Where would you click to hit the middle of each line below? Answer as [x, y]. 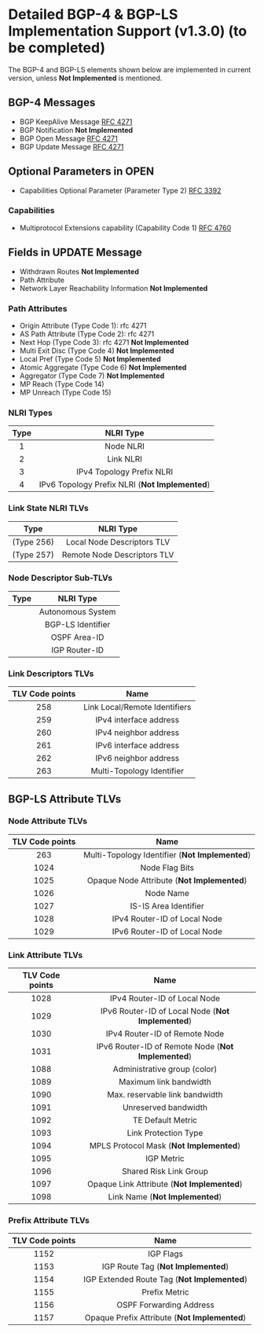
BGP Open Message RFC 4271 [68, 138]
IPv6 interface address [137, 746]
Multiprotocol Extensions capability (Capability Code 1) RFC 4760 [125, 228]
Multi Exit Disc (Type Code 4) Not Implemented [97, 351]
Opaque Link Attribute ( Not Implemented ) [165, 1184]
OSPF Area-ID [77, 637]
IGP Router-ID [77, 650]
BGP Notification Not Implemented [76, 130]
